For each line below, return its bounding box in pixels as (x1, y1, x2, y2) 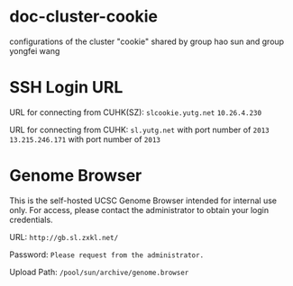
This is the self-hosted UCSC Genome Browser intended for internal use (9, 195, 278, 206)
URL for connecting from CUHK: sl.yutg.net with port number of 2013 (9, 124, 270, 135)
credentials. (9, 214, 53, 225)
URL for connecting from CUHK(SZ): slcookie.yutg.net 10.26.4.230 (9, 106, 262, 118)
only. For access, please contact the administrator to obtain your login (9, 204, 269, 215)
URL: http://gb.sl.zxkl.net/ (9, 231, 119, 242)
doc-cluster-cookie (9, 6, 159, 27)
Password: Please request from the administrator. (9, 249, 205, 260)
